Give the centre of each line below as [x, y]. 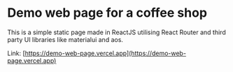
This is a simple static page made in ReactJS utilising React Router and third [116, 32]
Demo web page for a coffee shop [107, 13]
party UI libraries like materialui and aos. [65, 39]
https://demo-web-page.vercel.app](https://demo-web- [106, 53]
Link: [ [16, 53]
